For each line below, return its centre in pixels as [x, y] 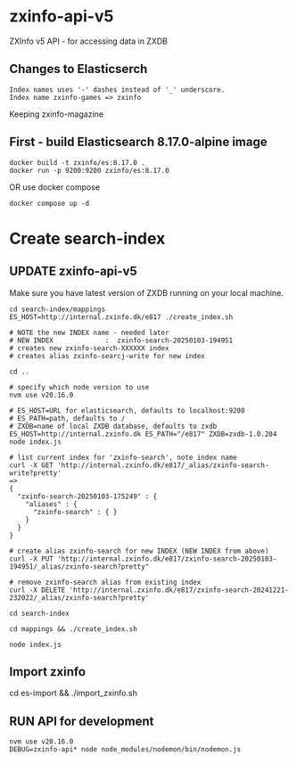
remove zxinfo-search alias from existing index [109, 582]
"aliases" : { [51, 504]
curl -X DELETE [37, 590]
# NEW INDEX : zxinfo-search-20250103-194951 [121, 340]
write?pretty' [36, 473]
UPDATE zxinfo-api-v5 [74, 271]
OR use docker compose [55, 187]
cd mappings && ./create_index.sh [74, 629]
